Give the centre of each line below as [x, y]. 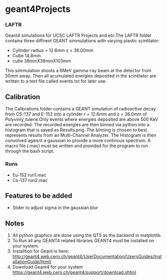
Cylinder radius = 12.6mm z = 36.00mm [53, 50]
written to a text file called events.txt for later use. [56, 81]
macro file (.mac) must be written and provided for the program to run [77, 146]
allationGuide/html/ [32, 262]
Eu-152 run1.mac [29, 175]
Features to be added [39, 196]
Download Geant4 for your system [47, 267]
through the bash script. [30, 151]
